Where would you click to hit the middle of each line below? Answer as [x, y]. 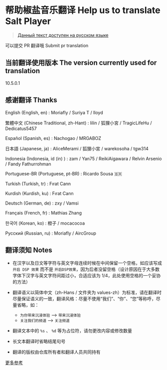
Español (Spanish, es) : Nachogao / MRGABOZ [53, 138]
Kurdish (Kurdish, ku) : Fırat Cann [39, 193]
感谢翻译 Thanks [31, 100]
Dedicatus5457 [21, 128]
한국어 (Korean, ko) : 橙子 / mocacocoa [45, 223]
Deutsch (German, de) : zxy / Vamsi [42, 203]
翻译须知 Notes [29, 250]
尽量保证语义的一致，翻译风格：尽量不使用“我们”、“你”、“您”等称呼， [84, 299]
